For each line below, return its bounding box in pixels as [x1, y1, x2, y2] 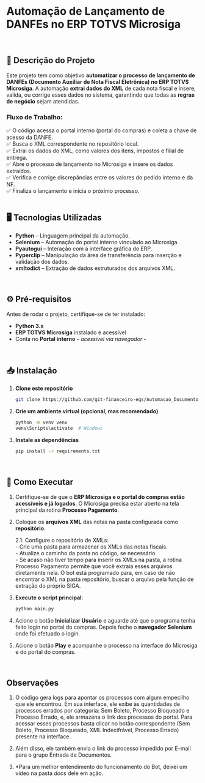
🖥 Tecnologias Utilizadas [6, 212, 102, 223]
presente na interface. [15, 733, 71, 740]
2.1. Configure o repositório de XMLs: [15, 536, 109, 544]
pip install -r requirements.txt [15, 448, 101, 454]
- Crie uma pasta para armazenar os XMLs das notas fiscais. [15, 543, 168, 550]
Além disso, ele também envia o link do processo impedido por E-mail [15, 745, 191, 752]
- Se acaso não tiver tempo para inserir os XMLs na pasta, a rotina [15, 556, 182, 563]
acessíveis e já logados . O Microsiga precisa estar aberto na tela [15, 500, 179, 507]
